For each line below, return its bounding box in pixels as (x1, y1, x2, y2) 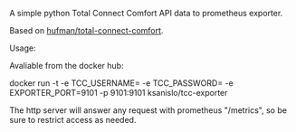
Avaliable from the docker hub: (9, 61, 124, 71)
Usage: (9, 42, 36, 53)
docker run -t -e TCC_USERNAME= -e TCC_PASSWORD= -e (9, 78, 234, 89)
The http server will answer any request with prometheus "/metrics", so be (9, 105, 288, 116)
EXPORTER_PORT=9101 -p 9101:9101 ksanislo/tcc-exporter (9, 88, 228, 98)
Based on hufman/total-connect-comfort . (9, 25, 164, 35)
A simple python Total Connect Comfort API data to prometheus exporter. (9, 8, 283, 18)
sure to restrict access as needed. (9, 115, 137, 125)
